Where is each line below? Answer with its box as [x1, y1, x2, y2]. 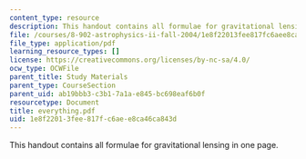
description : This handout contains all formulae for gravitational [9, 22, 275, 31]
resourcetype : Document [9, 97, 100, 107]
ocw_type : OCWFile [9, 65, 79, 74]
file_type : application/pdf [9, 38, 117, 48]
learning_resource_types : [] [9, 47, 120, 56]
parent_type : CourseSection [9, 81, 117, 90]
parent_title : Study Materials [9, 73, 128, 82]
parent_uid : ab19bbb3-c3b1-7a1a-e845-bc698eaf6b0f [9, 89, 206, 98]
